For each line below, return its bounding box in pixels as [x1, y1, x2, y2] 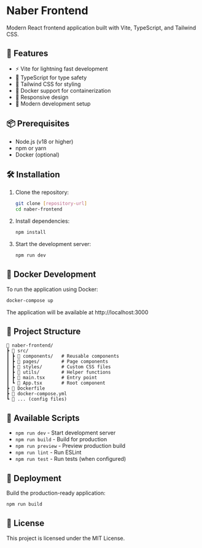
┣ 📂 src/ [6, 348, 29, 354]
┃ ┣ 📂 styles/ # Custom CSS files [6, 364, 112, 370]
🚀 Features [6, 48, 49, 59]
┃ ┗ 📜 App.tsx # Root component [6, 380, 106, 387]
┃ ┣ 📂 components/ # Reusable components [6, 353, 120, 360]
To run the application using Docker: [6, 285, 98, 293]
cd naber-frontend [15, 206, 63, 212]
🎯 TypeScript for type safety [15, 74, 87, 81]
